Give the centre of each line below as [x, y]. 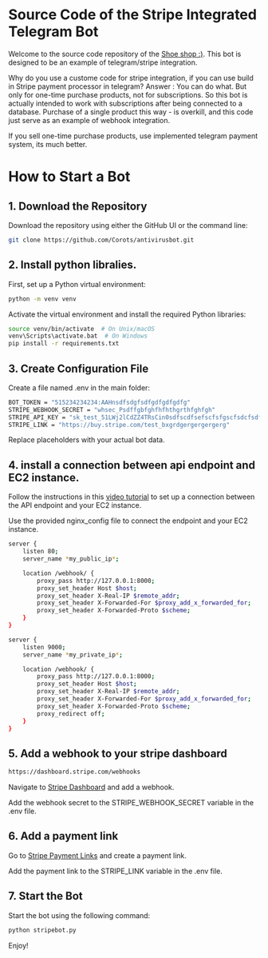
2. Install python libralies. [73, 265]
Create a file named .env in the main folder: [79, 387]
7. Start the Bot [46, 896]
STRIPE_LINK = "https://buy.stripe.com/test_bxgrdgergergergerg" [119, 425]
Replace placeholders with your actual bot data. [87, 440]
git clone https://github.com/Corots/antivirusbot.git [101, 240]
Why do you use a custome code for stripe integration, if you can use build [131, 78]
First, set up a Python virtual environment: [77, 284]
